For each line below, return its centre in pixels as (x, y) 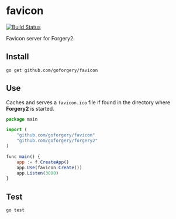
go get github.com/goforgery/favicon (52, 70)
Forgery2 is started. (30, 108)
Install (18, 57)
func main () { (23, 156)
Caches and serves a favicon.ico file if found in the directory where (88, 102)
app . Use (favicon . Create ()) (49, 167)
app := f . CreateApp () (43, 162)
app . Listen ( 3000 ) (38, 173)
